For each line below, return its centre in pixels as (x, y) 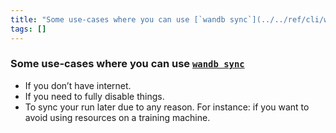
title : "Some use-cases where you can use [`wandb (118, 19)
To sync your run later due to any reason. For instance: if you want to (167, 107)
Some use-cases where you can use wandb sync (127, 64)
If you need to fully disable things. (94, 96)
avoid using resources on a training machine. (117, 117)
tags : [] (28, 29)
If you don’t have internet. (78, 85)
